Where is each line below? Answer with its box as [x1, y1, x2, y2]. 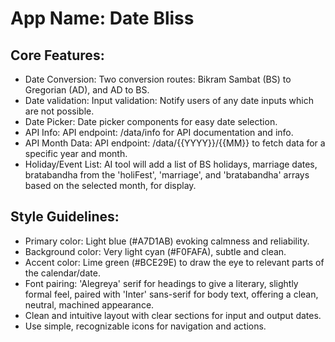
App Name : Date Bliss [10, 7, 195, 30]
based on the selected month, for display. [24, 180, 197, 191]
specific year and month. [24, 148, 128, 159]
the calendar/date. [24, 267, 101, 279]
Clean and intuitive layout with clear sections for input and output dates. [24, 309, 322, 321]
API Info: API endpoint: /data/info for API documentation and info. [24, 127, 294, 138]
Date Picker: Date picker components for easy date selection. [24, 116, 278, 127]
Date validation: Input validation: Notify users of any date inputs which [24, 95, 314, 106]
